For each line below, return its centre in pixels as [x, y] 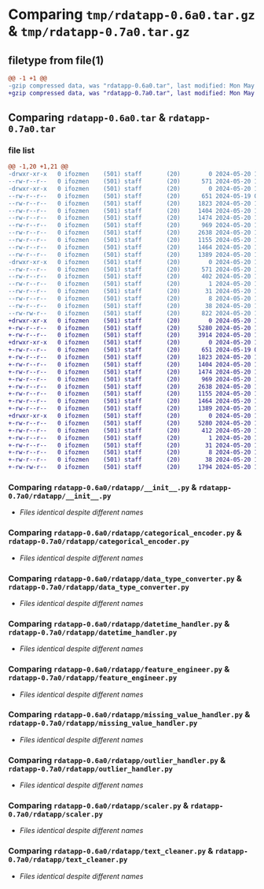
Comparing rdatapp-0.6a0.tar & [87, 118]
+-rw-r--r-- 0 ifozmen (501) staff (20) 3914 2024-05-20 [130, 335]
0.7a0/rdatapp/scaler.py [56, 815]
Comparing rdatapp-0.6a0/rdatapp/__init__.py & [103, 487]
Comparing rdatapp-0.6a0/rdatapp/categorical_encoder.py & [125, 533]
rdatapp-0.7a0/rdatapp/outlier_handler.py [90, 769]
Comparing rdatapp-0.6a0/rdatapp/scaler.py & [99, 805]
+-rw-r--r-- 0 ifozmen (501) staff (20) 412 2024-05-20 [130, 430]
